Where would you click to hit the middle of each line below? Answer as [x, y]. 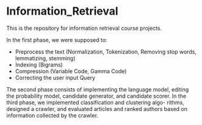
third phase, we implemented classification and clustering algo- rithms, [95, 102]
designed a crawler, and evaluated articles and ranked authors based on [97, 109]
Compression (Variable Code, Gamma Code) [71, 71]
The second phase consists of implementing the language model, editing [98, 89]
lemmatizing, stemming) [45, 58]
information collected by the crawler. [52, 115]
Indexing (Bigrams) [39, 65]
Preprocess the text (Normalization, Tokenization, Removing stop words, [106, 52]
